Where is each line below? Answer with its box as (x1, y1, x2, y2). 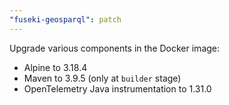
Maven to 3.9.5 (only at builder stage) (23, 72, 182, 84)
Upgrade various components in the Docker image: (9, 42, 221, 54)
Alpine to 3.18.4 (23, 61, 88, 73)
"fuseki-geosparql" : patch (9, 14, 122, 25)
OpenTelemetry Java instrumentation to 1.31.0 (23, 82, 212, 95)
